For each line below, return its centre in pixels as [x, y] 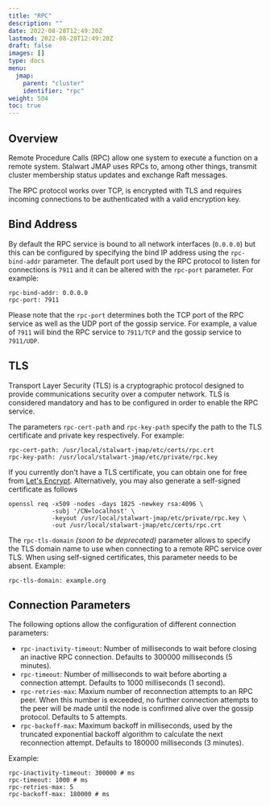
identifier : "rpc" [54, 91]
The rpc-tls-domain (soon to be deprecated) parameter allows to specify [130, 540]
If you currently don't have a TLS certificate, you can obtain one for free [128, 472]
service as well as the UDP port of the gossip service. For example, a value [133, 323]
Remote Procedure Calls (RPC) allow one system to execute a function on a [133, 157]
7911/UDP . [24, 340]
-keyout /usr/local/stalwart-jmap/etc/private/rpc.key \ [149, 518]
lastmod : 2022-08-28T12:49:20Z [61, 38]
